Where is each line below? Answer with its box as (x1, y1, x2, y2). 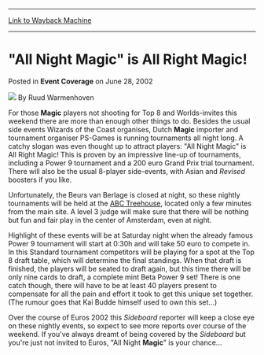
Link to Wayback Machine (8, 16, 92, 24)
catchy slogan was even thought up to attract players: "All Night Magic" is (8, 141, 247, 150)
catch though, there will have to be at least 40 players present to (8, 280, 218, 290)
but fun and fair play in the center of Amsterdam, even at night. (8, 215, 212, 224)
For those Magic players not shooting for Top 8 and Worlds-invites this (8, 108, 237, 117)
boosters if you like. (8, 175, 72, 184)
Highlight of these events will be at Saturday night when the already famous (8, 230, 254, 240)
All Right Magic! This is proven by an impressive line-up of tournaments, (8, 150, 241, 159)
